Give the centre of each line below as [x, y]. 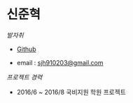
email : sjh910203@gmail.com [60, 62]
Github [26, 49]
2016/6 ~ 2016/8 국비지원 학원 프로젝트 [71, 92]
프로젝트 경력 [24, 77]
